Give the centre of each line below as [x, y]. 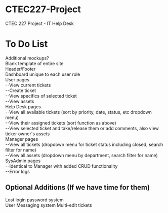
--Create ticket [21, 90]
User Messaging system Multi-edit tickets [49, 205]
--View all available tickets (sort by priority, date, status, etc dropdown [78, 112]
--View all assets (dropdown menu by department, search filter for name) [81, 155]
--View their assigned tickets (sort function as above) [61, 123]
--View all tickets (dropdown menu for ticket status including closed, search [84, 144]
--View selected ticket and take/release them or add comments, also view [82, 128]
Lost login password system [35, 200]
